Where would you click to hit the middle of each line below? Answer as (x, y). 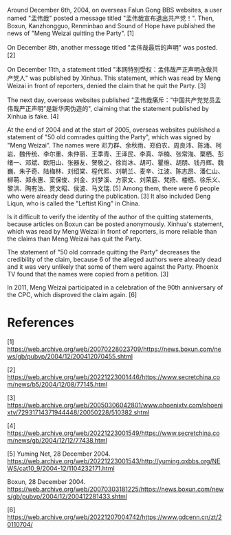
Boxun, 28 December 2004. (46, 481)
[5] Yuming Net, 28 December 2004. (59, 454)
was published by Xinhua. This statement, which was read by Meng (125, 78)
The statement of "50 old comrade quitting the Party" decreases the (104, 252)
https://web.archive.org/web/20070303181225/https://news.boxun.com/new (115, 489)
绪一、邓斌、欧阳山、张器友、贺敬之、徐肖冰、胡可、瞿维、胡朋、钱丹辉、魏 (115, 162)
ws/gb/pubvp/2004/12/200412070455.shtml (70, 356)
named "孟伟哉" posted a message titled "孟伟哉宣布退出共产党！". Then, (111, 18)
